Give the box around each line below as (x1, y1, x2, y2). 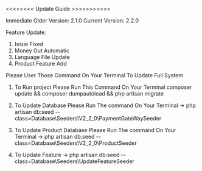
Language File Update (14, 54, 71, 60)
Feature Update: (5, 29, 46, 36)
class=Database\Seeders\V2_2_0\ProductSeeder (14, 139, 138, 147)
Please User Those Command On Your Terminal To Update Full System (5, 72, 184, 79)
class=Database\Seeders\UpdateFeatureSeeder (14, 158, 135, 165)
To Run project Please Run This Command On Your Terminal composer (14, 83, 192, 91)
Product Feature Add (14, 60, 68, 67)
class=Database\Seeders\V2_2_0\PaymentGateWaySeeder (14, 115, 162, 122)
